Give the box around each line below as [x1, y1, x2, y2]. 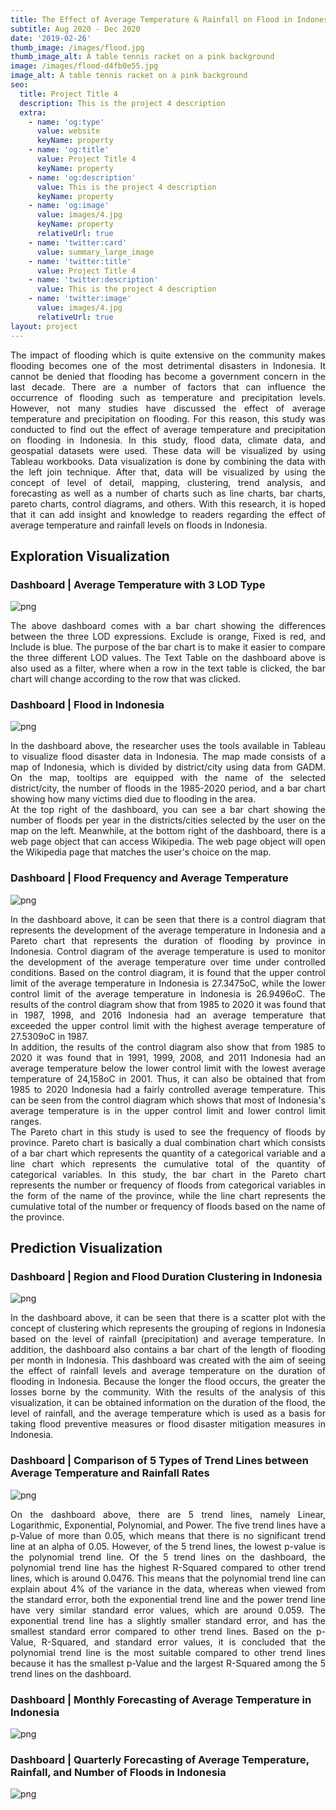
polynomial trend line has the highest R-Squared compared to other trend [10, 1561, 326, 1573]
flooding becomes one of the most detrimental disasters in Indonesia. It [10, 359, 326, 371]
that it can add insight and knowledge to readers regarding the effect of [10, 508, 326, 520]
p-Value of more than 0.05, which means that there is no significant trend [10, 1529, 326, 1541]
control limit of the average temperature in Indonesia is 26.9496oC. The [10, 987, 326, 1000]
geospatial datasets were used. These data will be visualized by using [10, 444, 326, 456]
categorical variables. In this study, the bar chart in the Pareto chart [10, 1168, 326, 1180]
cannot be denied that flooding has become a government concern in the [10, 370, 326, 382]
